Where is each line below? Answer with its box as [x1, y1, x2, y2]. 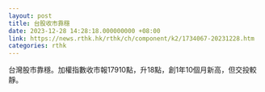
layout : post [8, 11, 53, 20]
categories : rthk [8, 42, 67, 50]
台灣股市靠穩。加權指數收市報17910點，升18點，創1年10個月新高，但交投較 [8, 65, 257, 75]
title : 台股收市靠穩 [8, 19, 70, 27]
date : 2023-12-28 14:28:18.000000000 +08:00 [8, 27, 161, 35]
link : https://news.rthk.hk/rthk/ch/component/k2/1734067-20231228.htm [8, 34, 254, 43]
